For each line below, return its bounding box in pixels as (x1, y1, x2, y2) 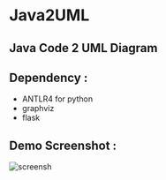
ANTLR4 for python (21, 94, 94, 104)
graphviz (21, 103, 55, 114)
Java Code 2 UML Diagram (9, 41, 158, 56)
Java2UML (9, 5, 90, 26)
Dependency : (9, 70, 88, 85)
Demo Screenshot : (9, 138, 117, 153)
